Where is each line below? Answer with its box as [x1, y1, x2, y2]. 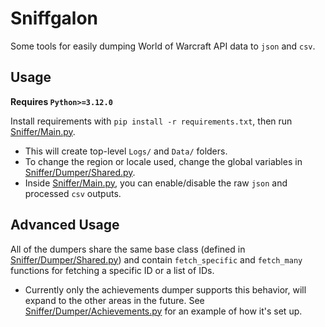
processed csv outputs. [24, 187, 122, 199]
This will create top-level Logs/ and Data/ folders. [24, 145, 228, 157]
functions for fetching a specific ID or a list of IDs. [10, 264, 215, 276]
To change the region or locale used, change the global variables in [24, 155, 303, 167]
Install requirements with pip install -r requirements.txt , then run [10, 115, 293, 127]
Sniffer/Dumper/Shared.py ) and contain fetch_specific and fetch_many [10, 253, 303, 266]
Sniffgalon [10, 7, 99, 30]
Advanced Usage [10, 217, 120, 234]
